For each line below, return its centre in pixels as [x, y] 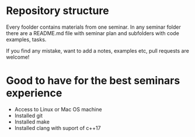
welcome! [18, 57]
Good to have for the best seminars [93, 81]
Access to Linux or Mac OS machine [58, 109]
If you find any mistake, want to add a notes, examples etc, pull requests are [98, 50]
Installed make [32, 122]
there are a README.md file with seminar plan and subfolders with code [93, 33]
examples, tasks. [26, 39]
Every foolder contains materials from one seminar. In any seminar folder [93, 27]
